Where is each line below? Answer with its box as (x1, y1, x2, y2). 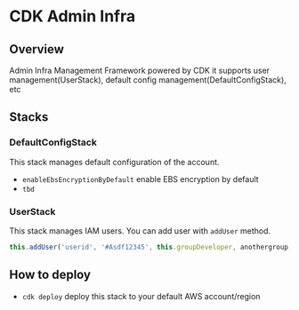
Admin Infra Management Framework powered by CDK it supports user (9, 65, 270, 76)
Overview (9, 42, 65, 57)
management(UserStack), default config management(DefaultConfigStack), (9, 75, 287, 85)
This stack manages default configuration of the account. (9, 156, 220, 167)
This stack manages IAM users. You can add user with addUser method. (9, 225, 271, 236)
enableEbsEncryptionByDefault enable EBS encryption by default (21, 173, 260, 184)
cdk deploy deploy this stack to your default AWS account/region (21, 290, 261, 301)
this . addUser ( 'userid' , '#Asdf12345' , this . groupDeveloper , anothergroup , (9, 242, 293, 251)
